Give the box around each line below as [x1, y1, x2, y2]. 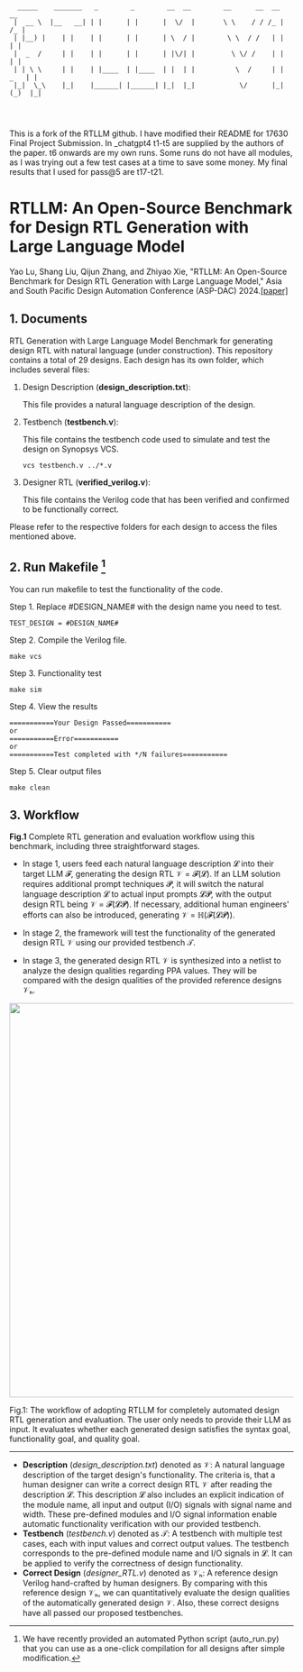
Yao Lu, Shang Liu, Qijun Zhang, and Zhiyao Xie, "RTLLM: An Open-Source [9, 266, 288, 277]
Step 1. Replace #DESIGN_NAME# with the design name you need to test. [9, 601, 282, 612]
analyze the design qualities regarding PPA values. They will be [22, 965, 258, 976]
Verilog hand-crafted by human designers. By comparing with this [22, 1577, 268, 1589]
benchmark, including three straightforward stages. [9, 841, 200, 852]
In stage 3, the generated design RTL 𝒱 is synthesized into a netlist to [22, 955, 281, 966]
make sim [9, 685, 42, 694]
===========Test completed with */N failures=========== [9, 750, 228, 759]
